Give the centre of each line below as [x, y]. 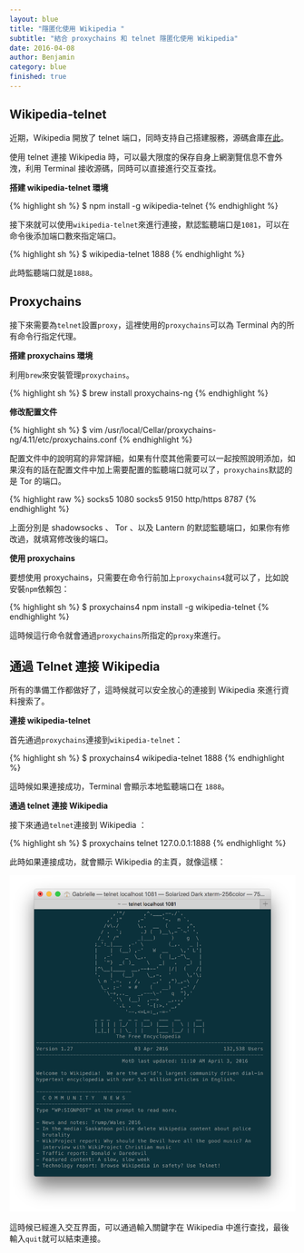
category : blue [38, 67]
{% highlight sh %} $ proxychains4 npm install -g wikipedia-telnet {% [139, 607]
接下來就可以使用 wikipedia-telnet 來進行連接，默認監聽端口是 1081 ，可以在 [150, 224]
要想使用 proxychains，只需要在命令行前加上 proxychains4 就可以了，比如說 [149, 577]
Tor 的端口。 [43, 480]
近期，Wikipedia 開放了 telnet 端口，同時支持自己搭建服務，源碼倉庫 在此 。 [149, 137]
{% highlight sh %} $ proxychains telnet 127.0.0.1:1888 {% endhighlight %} [148, 844]
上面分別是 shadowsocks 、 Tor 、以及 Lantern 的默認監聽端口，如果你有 [146, 528]
